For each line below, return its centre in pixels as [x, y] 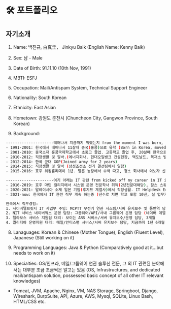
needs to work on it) [34, 253]
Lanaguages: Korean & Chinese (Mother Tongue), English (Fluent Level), [89, 232]
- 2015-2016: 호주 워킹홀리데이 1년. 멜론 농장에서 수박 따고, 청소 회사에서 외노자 [83, 171]
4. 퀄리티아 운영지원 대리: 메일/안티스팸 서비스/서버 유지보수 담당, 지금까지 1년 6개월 [85, 223]
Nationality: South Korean [40, 98]
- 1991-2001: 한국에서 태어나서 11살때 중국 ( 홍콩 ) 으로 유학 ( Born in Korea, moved [86, 147]
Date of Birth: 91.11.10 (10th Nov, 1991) [52, 68]
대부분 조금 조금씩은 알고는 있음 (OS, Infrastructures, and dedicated [91, 270]
